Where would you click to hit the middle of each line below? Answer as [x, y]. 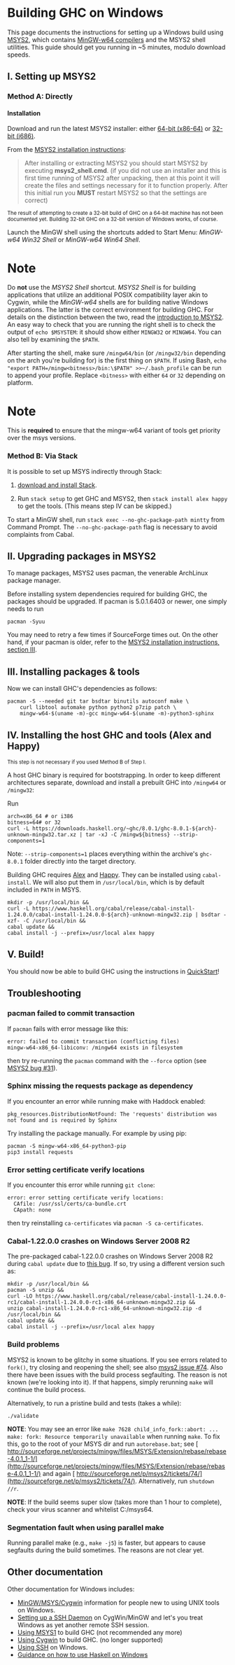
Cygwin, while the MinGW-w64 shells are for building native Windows [108, 302]
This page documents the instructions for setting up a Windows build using [115, 32]
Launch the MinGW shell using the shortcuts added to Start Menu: [102, 232]
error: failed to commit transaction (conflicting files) [93, 1041]
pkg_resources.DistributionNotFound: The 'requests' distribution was [112, 1114]
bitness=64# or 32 [34, 823]
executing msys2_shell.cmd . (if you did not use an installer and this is [126, 171]
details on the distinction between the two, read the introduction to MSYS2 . [115, 317]
